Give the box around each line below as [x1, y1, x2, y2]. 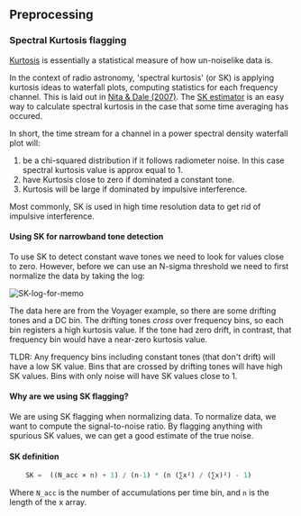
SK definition [9, 450, 59, 462]
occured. [9, 110, 43, 121]
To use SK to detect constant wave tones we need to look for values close [9, 251, 285, 262]
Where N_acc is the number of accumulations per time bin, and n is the [9, 487, 269, 498]
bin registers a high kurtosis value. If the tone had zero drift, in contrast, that [9, 324, 292, 335]
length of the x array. [9, 497, 87, 508]
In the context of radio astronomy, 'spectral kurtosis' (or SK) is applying [9, 72, 275, 83]
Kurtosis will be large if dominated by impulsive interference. [22, 184, 248, 195]
